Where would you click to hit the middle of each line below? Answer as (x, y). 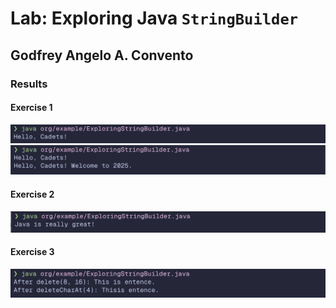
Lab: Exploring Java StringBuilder (154, 18)
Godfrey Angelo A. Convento (102, 55)
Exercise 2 (32, 194)
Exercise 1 (31, 108)
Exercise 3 (32, 252)
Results (29, 84)
